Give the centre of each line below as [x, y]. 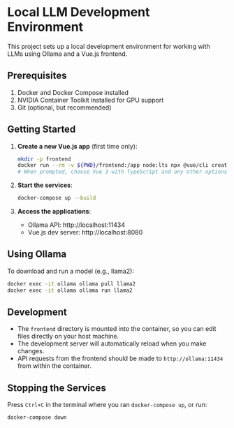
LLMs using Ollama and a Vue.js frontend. [67, 54]
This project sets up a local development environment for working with [109, 46]
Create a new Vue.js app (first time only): [77, 146]
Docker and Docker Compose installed [73, 92]
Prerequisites [37, 76]
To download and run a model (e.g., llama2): [71, 271]
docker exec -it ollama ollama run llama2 [70, 290]
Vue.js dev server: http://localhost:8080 [85, 233]
